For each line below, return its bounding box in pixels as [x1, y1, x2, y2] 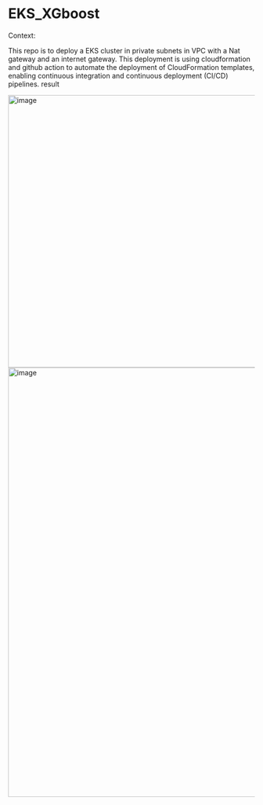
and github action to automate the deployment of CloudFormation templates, [8, 62, 255, 71]
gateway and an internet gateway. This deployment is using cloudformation [8, 54, 250, 64]
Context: [8, 31, 36, 40]
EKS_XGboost [8, 5, 100, 23]
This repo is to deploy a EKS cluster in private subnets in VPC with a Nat [8, 46, 240, 55]
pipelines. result [8, 79, 60, 89]
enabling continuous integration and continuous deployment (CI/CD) [8, 71, 229, 80]
